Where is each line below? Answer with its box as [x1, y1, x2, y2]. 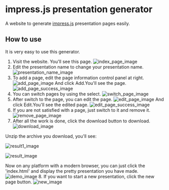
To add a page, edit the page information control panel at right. [12, 75, 144, 81]
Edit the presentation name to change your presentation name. [12, 64, 144, 70]
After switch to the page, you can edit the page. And [12, 96, 164, 102]
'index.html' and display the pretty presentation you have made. [5, 168, 139, 174]
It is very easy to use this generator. [5, 48, 80, 54]
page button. [5, 179, 32, 185]
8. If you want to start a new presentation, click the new [38, 173, 155, 179]
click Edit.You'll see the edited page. [12, 102, 89, 108]
